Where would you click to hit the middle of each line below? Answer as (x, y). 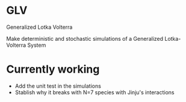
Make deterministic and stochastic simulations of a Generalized (85, 38)
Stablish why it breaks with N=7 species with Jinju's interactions (95, 92)
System (37, 45)
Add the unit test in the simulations (58, 86)
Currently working (53, 69)
